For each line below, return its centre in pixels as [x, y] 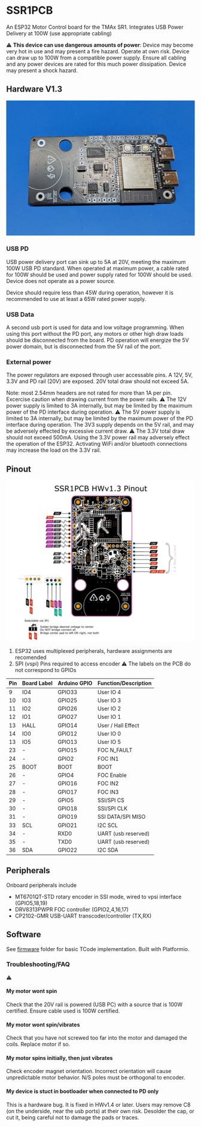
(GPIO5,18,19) [31, 903]
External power [29, 362]
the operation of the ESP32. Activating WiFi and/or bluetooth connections [97, 444]
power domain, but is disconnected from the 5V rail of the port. [84, 347]
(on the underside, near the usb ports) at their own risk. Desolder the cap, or [100, 1111]
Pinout [19, 469]
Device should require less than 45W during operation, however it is [90, 292]
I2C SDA [108, 850]
